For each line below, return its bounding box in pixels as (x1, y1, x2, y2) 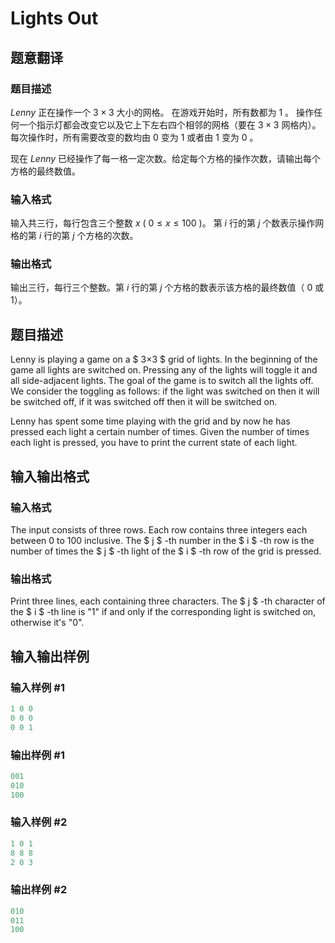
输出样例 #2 (10, 883, 68, 897)
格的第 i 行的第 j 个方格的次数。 (10, 230, 139, 242)
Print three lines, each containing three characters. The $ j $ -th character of (10, 595, 326, 607)
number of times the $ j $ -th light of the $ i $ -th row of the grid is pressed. (10, 545, 322, 557)
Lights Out (10, 7, 99, 30)
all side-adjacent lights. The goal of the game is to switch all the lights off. (10, 375, 314, 387)
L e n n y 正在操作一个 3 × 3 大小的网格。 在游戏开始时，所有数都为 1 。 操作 (10, 106, 315, 118)
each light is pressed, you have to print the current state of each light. (10, 437, 298, 449)
